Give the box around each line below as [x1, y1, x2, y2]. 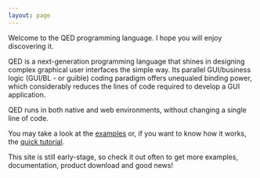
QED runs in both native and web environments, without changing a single [8, 105, 247, 114]
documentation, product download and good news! [8, 160, 174, 169]
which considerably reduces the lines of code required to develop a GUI [8, 82, 240, 91]
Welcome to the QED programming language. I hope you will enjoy [8, 33, 222, 42]
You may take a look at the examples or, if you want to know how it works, [8, 129, 247, 138]
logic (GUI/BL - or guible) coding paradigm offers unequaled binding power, [8, 73, 252, 82]
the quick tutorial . [8, 136, 65, 146]
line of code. [8, 113, 49, 122]
